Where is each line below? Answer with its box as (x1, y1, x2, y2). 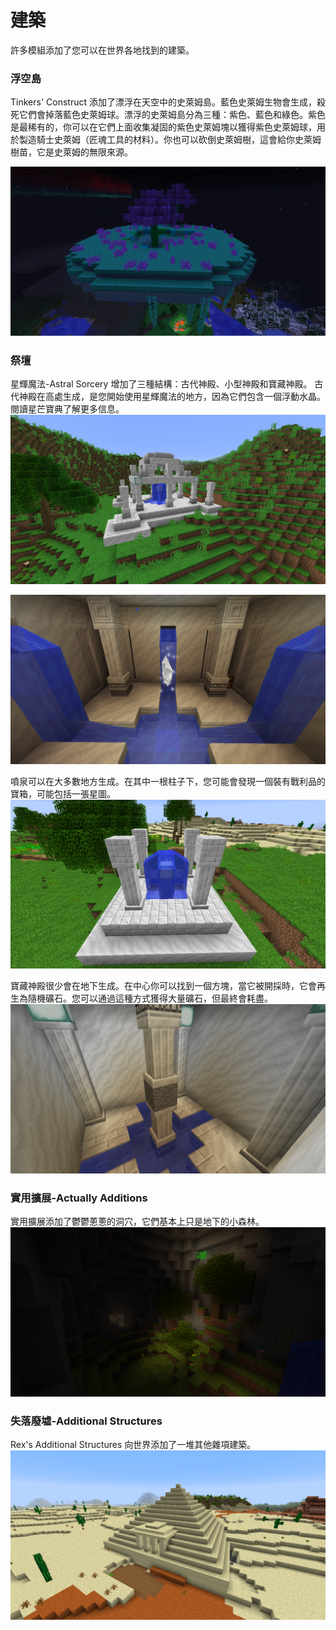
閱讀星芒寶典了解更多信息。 (10, 403, 125, 415)
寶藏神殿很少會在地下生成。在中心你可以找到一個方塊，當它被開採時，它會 (10, 980, 317, 992)
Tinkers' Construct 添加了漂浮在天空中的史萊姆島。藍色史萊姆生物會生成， (10, 96, 317, 108)
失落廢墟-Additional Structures (10, 1414, 163, 1428)
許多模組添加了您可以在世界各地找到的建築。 (10, 44, 195, 56)
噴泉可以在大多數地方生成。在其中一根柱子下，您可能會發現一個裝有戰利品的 (10, 775, 326, 787)
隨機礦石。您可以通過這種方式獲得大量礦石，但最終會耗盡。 (27, 992, 273, 1005)
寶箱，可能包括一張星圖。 (10, 787, 116, 800)
